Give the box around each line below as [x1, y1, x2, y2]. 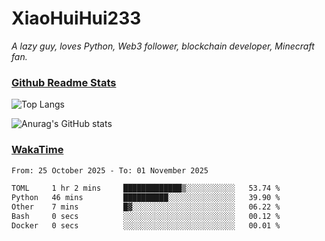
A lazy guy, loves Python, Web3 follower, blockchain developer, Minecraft [11, 40, 315, 52]
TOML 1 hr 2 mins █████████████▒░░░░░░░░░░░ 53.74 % [11, 183, 281, 194]
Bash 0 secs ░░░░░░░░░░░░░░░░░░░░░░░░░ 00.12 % [11, 212, 281, 222]
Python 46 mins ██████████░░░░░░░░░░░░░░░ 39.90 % [11, 193, 281, 203]
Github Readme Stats [11, 75, 117, 89]
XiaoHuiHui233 [11, 7, 142, 30]
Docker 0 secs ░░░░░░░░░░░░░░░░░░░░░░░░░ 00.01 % [11, 220, 281, 231]
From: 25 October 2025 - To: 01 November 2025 [11, 165, 209, 176]
